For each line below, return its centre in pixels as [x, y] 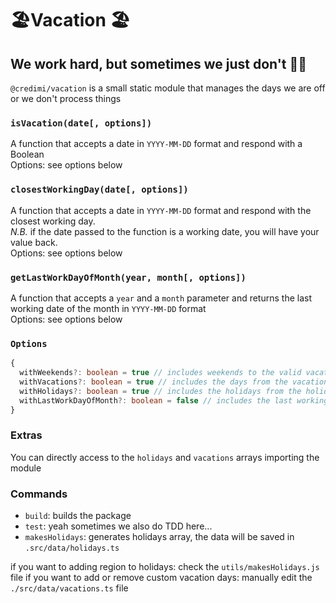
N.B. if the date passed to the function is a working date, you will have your [165, 231]
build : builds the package [78, 516]
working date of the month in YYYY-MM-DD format [108, 308]
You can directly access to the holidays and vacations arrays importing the [165, 457]
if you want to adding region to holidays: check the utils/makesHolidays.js [165, 567]
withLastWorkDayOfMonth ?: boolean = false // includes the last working [174, 400]
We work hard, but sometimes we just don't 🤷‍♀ [158, 63]
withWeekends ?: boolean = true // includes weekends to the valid [160, 373]
